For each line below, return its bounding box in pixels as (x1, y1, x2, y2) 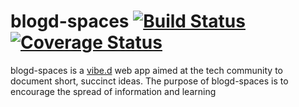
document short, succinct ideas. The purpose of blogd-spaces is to (10, 75, 289, 87)
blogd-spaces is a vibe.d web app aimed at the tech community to (10, 64, 283, 76)
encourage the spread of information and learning (10, 85, 217, 97)
